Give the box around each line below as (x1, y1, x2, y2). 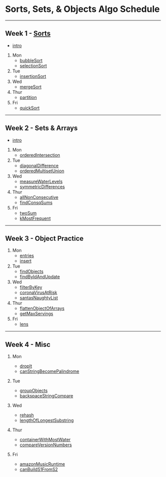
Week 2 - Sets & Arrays (5, 124, 78, 133)
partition (19, 94, 37, 100)
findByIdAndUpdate (19, 274, 60, 280)
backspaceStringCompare (19, 393, 73, 399)
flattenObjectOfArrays (19, 305, 65, 311)
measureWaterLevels (19, 178, 63, 184)
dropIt (19, 363, 32, 369)
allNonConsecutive (19, 194, 58, 200)
